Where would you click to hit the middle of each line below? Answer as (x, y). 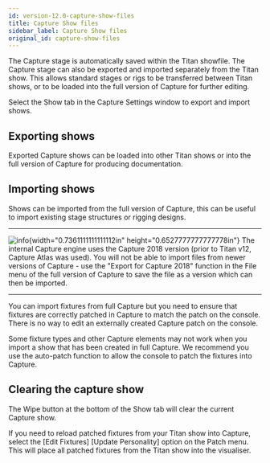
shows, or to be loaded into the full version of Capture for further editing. (129, 87)
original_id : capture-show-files (64, 38)
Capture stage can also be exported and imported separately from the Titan (134, 70)
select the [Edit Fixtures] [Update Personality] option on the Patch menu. (129, 441)
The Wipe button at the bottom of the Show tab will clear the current (121, 409)
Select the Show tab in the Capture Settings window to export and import (129, 102)
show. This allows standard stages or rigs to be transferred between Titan (131, 78)
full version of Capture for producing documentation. (96, 164)
